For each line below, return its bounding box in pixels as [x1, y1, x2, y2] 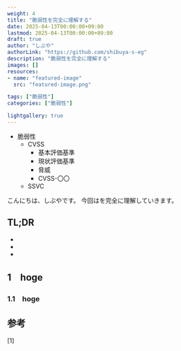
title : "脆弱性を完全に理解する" [7, 17, 92, 24]
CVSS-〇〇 [37, 174, 70, 182]
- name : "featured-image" [7, 74, 82, 82]
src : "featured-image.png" [13, 81, 92, 88]
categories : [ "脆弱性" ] [7, 100, 73, 107]
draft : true [7, 36, 42, 43]
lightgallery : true [7, 112, 64, 120]
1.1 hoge [7, 294, 40, 303]
